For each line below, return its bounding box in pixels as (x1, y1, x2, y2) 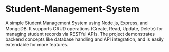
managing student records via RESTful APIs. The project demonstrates (5, 31, 155, 37)
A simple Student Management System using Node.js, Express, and (5, 20, 148, 26)
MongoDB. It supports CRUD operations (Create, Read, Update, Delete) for (5, 25, 163, 31)
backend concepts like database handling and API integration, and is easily (5, 36, 164, 42)
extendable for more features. (5, 41, 68, 47)
